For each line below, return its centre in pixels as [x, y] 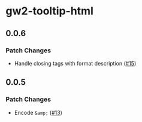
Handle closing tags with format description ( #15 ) [75, 63]
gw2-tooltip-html [49, 11]
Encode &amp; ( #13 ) [38, 112]
